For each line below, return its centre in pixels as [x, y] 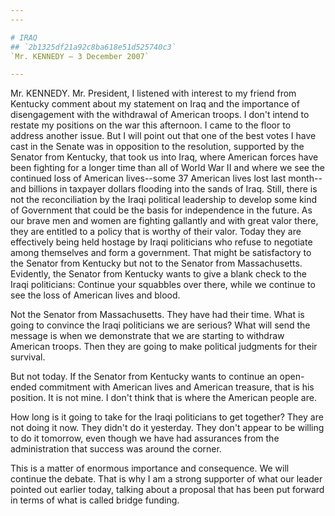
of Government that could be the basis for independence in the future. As [161, 210]
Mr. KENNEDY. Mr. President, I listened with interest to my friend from [153, 93]
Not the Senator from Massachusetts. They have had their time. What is [157, 315]
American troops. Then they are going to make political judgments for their [164, 347]
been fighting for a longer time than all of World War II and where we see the [167, 168]
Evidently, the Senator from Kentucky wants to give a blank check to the [158, 274]
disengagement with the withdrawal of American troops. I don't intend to [160, 115]
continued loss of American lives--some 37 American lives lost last [148, 178]
